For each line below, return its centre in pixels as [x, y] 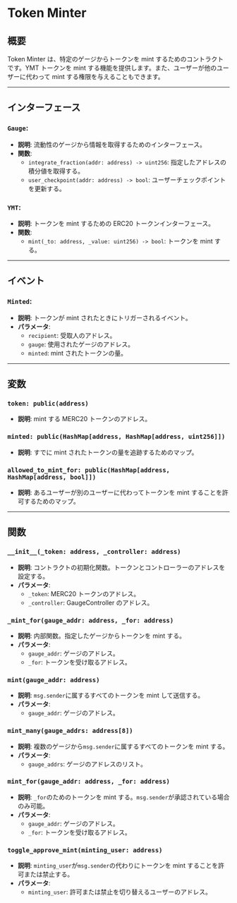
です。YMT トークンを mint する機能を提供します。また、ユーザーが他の [112, 68]
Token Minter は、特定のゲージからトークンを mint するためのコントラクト [116, 59]
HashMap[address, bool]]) [52, 477]
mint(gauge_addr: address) [54, 680]
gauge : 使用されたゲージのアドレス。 [81, 344]
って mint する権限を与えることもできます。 [101, 77]
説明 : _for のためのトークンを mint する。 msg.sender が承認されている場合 [123, 797]
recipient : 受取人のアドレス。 [72, 335]
